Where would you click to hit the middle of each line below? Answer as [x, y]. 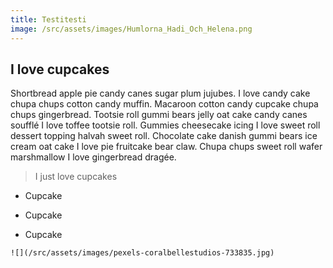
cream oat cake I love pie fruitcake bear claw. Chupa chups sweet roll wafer [166, 147]
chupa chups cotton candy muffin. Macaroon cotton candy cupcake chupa [164, 104]
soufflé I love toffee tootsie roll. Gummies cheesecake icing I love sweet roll [165, 125]
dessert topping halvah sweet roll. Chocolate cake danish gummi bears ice [164, 136]
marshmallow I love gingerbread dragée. [93, 157]
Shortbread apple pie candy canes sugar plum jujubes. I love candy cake [160, 93]
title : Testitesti [48, 19]
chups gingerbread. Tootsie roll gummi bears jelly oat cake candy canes [159, 115]
